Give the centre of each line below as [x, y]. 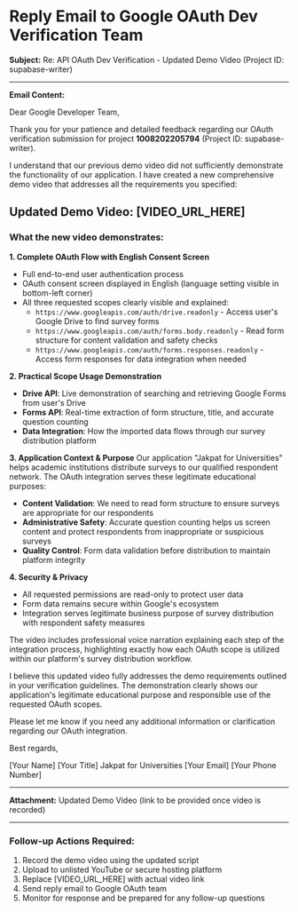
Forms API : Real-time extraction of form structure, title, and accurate [148, 412]
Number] [26, 774]
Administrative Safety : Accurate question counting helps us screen [146, 522]
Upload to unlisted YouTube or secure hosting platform [122, 869]
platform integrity [54, 559]
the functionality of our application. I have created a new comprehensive [142, 174]
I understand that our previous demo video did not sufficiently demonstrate [146, 165]
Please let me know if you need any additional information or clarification [142, 721]
